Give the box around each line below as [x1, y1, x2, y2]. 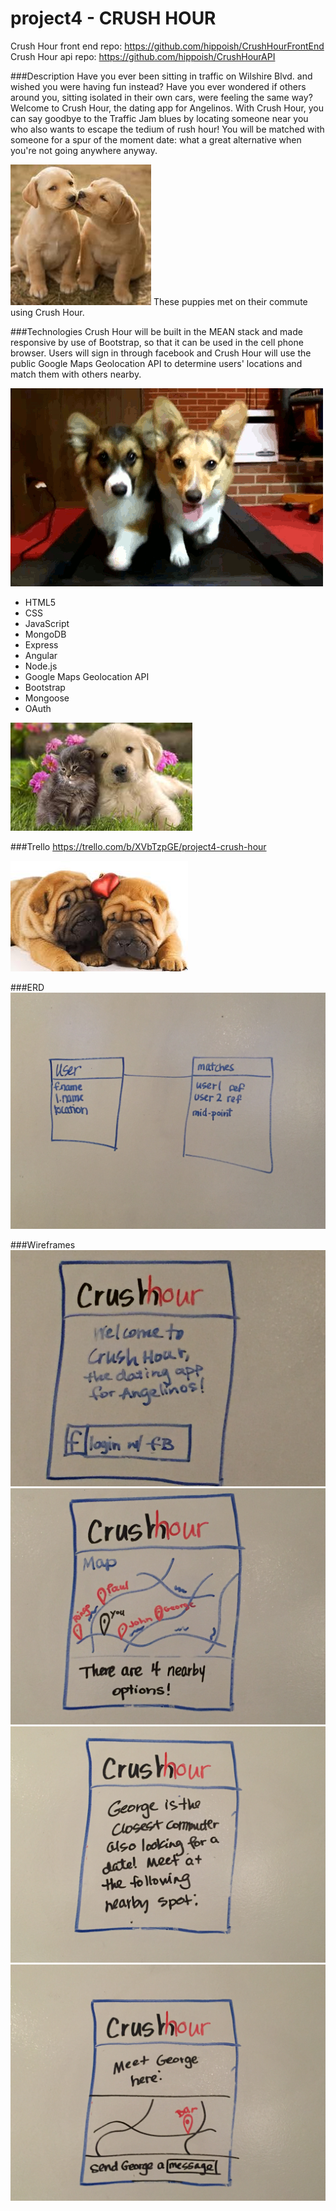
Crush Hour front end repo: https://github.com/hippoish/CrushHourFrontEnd [10, 40, 325, 52]
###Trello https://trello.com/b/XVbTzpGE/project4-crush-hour [10, 840, 267, 852]
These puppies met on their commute [153, 295, 308, 307]
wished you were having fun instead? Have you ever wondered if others [10, 80, 307, 92]
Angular [24, 649, 58, 661]
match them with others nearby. [10, 368, 142, 380]
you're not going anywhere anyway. [10, 144, 158, 156]
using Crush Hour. [10, 306, 85, 318]
